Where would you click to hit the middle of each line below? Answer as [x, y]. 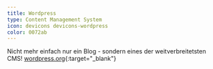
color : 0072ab [27, 32]
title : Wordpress [32, 13]
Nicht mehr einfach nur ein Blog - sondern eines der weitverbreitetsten [106, 51]
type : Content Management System [55, 20]
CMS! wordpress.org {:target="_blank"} [62, 59]
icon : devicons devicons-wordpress [58, 26]
